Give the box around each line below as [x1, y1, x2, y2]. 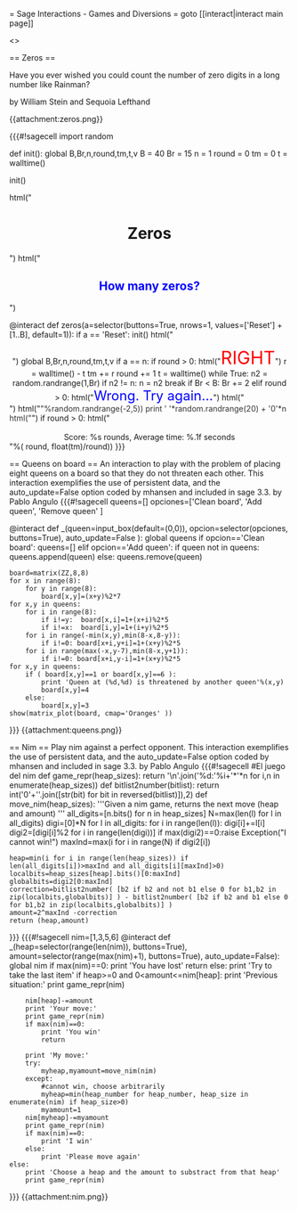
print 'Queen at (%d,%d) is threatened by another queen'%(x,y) [41, 677, 285, 686]
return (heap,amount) [9, 916, 90, 925]
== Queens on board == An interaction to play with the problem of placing [9, 458, 281, 469]
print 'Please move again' [41, 1152, 141, 1161]
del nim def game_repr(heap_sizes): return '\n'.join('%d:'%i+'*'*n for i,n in [9, 770, 280, 781]
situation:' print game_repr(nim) [9, 978, 125, 989]
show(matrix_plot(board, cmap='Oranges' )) [9, 708, 173, 717]
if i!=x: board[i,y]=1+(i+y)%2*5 [41, 623, 169, 632]
